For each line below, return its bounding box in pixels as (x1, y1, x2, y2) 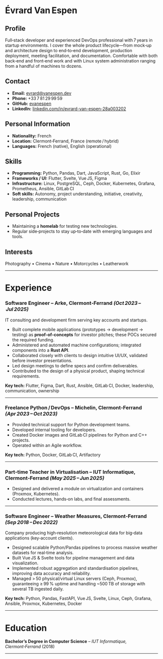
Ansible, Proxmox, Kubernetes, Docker (5, 600, 82, 607)
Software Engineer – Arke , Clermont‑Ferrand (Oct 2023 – (5, 300, 141, 307)
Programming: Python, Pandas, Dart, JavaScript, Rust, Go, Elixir (12, 170, 141, 176)
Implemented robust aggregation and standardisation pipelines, (12, 565, 139, 571)
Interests (5, 248, 33, 256)
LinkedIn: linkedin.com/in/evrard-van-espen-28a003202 (12, 105, 126, 112)
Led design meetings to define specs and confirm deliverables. (12, 362, 138, 368)
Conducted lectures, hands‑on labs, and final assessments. (12, 496, 131, 502)
